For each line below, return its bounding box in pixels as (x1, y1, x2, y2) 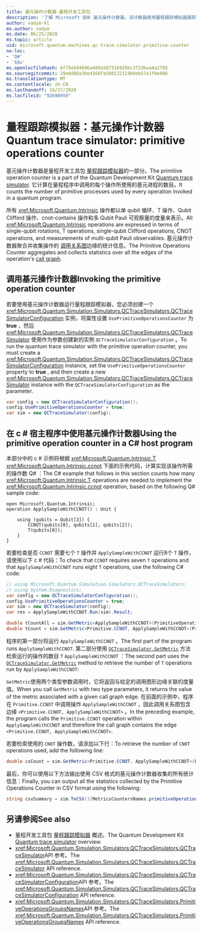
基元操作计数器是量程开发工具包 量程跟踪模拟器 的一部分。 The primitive (6, 167, 183, 174)
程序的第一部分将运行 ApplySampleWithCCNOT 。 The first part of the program (6, 637, 192, 644)
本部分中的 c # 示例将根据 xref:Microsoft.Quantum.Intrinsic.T (6, 455, 156, 462)
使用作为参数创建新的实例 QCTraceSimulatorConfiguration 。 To (31, 336, 188, 343)
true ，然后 (6, 322, 34, 329)
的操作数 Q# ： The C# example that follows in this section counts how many (6, 470, 195, 477)
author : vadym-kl (6, 20, 50, 26)
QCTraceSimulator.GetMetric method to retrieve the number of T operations (6, 659, 192, 666)
